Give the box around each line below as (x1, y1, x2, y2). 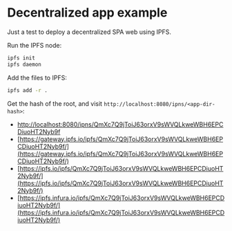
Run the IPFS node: (7, 41, 62, 49)
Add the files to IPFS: (7, 73, 67, 82)
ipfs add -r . (7, 86, 48, 94)
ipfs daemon (7, 61, 41, 68)
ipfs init (7, 54, 36, 62)
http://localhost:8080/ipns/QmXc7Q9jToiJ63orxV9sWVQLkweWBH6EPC (17, 120, 224, 129)
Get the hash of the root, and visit (7, 99, 102, 108)
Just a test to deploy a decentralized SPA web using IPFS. (7, 28, 171, 36)
